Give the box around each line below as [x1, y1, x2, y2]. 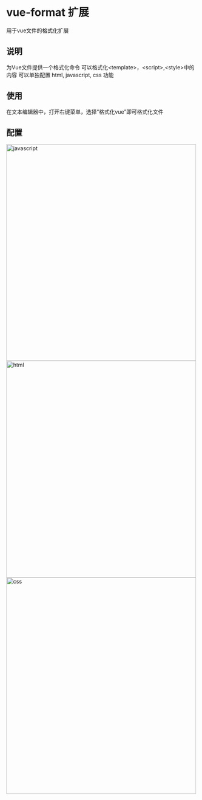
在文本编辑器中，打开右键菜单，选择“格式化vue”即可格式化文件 [6, 108, 164, 116]
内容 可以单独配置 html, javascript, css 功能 [6, 71, 114, 78]
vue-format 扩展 [6, 5, 90, 19]
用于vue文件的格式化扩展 [6, 27, 69, 34]
